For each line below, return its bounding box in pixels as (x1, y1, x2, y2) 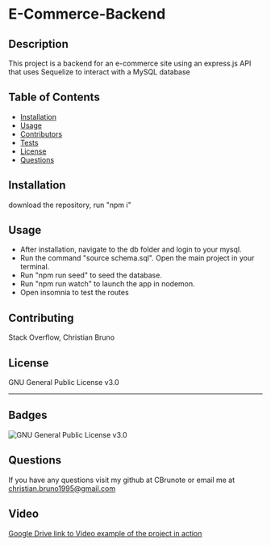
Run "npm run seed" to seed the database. (19, 270, 163, 280)
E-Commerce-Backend (8, 5, 166, 23)
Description (8, 37, 69, 51)
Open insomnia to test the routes (19, 288, 129, 298)
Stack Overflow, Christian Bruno (8, 332, 115, 342)
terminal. (19, 262, 50, 272)
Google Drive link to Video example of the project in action (8, 528, 202, 538)
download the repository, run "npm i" (8, 200, 131, 210)
